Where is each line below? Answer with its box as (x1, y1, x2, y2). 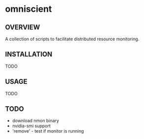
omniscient (5, 3, 52, 15)
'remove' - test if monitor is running (12, 128, 85, 134)
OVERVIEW (5, 23, 40, 31)
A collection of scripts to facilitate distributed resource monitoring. (5, 36, 140, 42)
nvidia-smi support (12, 123, 51, 129)
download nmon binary (12, 118, 59, 124)
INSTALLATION (5, 50, 53, 58)
